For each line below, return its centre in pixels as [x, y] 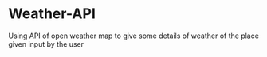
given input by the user [46, 44]
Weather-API [52, 14]
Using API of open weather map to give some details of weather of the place [133, 36]
